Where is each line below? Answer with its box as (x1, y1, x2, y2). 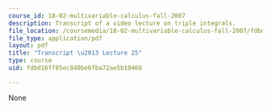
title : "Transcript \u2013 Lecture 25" (8, 49, 143, 57)
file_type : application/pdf (8, 34, 103, 42)
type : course (8, 57, 52, 65)
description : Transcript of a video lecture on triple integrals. (8, 19, 236, 27)
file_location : (8, 26, 60, 34)
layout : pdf (8, 42, 48, 50)
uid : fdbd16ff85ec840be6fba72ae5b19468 (8, 64, 143, 72)
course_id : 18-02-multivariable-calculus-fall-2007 (8, 11, 186, 20)
